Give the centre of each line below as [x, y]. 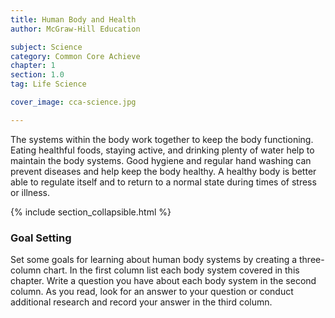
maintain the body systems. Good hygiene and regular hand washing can [161, 160]
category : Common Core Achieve [75, 56]
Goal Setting [41, 238]
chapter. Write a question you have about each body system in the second [163, 281]
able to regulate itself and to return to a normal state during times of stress [163, 182]
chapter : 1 [33, 66]
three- [312, 260]
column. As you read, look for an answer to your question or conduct [152, 292]
